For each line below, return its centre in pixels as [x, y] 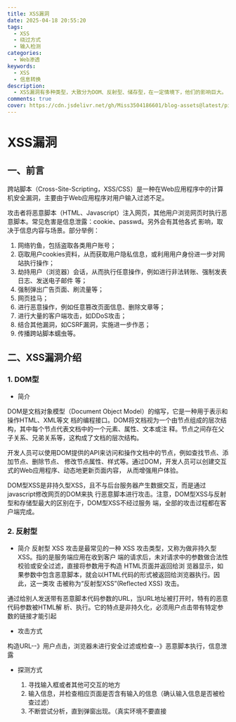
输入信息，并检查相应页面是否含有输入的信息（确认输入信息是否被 [123, 693]
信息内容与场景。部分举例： [59, 230]
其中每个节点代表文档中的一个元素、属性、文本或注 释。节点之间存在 [119, 429]
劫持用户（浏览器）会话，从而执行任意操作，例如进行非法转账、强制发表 [122, 271]
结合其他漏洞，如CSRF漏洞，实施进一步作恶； [84, 324]
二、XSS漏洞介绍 [45, 357]
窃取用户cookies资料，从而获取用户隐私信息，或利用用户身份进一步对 [118, 254]
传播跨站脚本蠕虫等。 [48, 333]
